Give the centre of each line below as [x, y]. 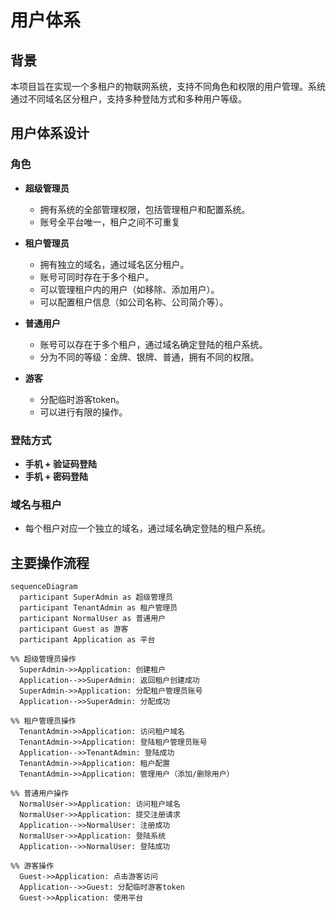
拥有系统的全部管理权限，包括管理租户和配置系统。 [145, 209]
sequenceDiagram [44, 587]
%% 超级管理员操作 [43, 659]
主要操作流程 [50, 562]
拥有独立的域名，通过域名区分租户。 [114, 264]
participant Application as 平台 [87, 640]
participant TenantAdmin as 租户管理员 [98, 608]
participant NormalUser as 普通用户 [93, 619]
